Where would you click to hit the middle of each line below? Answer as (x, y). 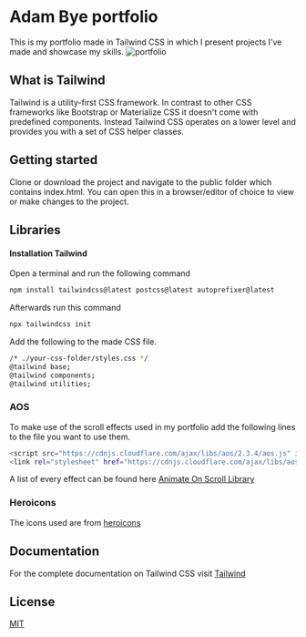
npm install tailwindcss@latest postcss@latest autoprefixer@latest (142, 290)
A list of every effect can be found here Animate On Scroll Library (132, 479)
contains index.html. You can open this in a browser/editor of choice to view (152, 191)
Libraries (35, 230)
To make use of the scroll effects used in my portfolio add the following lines (153, 426)
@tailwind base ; (40, 366)
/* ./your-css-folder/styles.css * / (79, 358)
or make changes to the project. (69, 201)
